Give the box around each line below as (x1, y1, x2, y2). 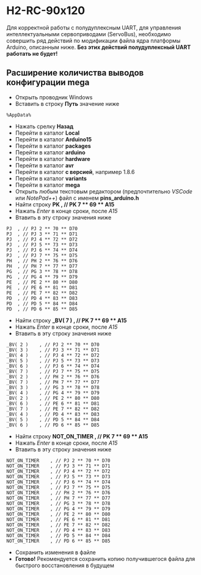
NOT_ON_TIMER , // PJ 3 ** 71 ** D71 (6, 463, 111, 469)
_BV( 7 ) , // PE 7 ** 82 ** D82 (6, 405, 100, 412)
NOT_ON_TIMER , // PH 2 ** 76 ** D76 (6, 489, 111, 496)
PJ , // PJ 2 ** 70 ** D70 (6, 225, 78, 231)
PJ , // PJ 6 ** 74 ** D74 (6, 247, 78, 253)
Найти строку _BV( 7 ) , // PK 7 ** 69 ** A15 (15, 317, 127, 324)
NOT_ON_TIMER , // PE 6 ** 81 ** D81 (6, 516, 111, 522)
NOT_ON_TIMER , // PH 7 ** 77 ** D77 (6, 495, 111, 501)
